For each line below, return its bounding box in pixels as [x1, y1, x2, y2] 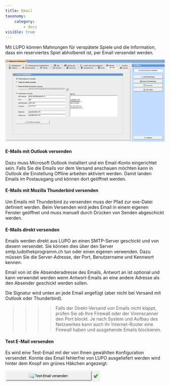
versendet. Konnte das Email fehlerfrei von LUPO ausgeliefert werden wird [5, 355, 160, 361]
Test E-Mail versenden [5, 338, 54, 344]
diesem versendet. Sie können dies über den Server [5, 243, 114, 249]
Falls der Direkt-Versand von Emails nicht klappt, [55, 305, 157, 311]
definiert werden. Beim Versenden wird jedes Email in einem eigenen [5, 204, 149, 210]
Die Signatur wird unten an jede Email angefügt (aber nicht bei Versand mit [5, 290, 161, 296]
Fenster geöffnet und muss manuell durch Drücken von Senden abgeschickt [5, 209, 164, 215]
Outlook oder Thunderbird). [5, 295, 63, 302]
